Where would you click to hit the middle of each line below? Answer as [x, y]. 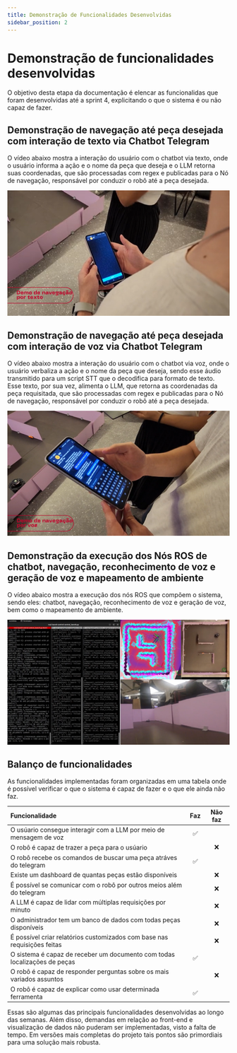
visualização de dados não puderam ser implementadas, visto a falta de [112, 1028]
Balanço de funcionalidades [70, 764]
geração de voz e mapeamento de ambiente [105, 578]
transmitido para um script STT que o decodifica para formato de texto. [111, 379]
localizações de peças [43, 962]
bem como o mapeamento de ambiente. [65, 610]
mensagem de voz [37, 837]
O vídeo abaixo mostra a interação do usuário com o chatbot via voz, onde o [118, 363]
